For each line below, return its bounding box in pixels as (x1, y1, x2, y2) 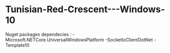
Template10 (5, 42, 30, 48)
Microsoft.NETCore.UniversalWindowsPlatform (5, 37, 104, 43)
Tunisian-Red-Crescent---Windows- (5, 4, 165, 15)
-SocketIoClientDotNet (105, 37, 153, 43)
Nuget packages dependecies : (5, 31, 72, 37)
